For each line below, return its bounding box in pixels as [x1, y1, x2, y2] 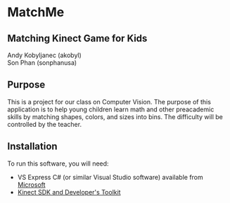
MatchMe [7, 4, 65, 20]
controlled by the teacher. [7, 120, 82, 128]
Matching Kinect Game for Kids [7, 32, 148, 44]
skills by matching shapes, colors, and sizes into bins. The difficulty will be [7, 112, 224, 121]
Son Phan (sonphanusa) [7, 59, 77, 67]
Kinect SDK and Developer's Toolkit [17, 187, 121, 196]
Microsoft [17, 180, 46, 189]
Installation [7, 140, 58, 152]
